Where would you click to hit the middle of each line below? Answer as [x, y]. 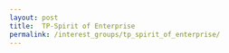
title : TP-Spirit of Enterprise [72, 26]
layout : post [34, 18]
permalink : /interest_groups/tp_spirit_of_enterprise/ [115, 34]
